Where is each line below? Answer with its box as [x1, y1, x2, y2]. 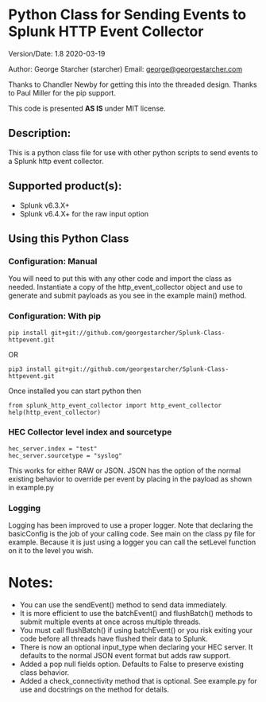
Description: [8, 127, 71, 140]
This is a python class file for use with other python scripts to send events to [8, 147, 258, 157]
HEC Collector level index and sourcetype [8, 427, 172, 438]
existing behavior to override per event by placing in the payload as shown [8, 474, 253, 483]
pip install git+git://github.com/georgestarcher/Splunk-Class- [8, 329, 226, 337]
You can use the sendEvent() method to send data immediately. [19, 600, 228, 610]
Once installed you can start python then [8, 386, 141, 396]
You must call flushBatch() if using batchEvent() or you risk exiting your [19, 626, 253, 635]
